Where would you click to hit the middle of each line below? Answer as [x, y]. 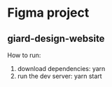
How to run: [24, 55]
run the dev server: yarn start [60, 76]
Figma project [48, 13]
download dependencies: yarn [61, 69]
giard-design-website [56, 39]
